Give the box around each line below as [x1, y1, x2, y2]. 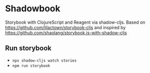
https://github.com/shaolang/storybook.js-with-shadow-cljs [5, 30, 127, 36]
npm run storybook [12, 63, 50, 68]
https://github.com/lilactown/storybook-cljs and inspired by [5, 24, 126, 30]
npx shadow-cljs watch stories [12, 58, 77, 63]
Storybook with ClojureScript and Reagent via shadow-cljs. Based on [5, 19, 146, 25]
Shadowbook [5, 3, 61, 14]
